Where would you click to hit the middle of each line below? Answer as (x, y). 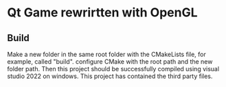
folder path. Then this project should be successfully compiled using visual (113, 69)
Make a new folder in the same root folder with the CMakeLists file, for (106, 54)
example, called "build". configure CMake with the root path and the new (110, 62)
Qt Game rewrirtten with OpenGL (102, 13)
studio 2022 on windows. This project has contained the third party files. (110, 76)
